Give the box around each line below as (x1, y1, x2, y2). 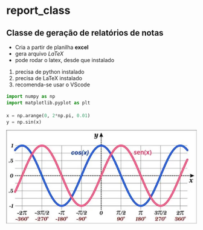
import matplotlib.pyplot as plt (6, 100, 91, 106)
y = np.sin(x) (6, 119, 42, 125)
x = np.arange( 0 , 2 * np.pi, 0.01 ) (6, 112, 91, 118)
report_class (6, 4, 71, 18)
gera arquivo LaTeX (14, 50, 64, 57)
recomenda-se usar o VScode (14, 81, 91, 88)
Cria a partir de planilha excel (14, 43, 89, 51)
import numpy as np (6, 94, 56, 100)
